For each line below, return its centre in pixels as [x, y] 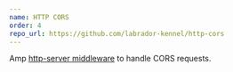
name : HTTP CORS [39, 17]
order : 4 [25, 25]
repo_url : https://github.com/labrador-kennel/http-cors [117, 33]
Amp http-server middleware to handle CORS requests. [110, 59]
